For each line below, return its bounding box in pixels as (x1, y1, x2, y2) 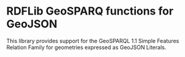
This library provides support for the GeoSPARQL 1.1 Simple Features (6, 37, 179, 44)
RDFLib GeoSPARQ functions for (6, 4, 173, 18)
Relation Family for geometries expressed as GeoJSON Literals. (6, 44, 167, 51)
